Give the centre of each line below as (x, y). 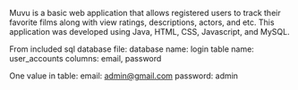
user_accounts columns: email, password (85, 58)
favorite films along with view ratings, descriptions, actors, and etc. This (142, 22)
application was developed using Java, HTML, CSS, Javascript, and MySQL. (149, 32)
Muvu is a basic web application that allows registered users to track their (145, 13)
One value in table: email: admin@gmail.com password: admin (124, 76)
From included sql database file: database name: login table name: (132, 49)
